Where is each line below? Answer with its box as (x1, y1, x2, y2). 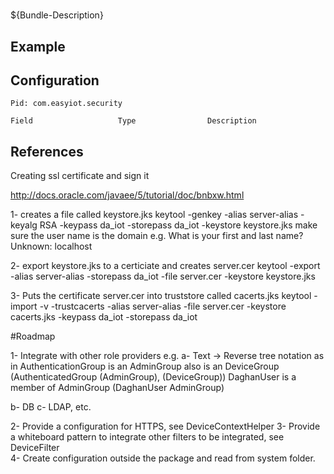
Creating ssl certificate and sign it (10, 170, 150, 182)
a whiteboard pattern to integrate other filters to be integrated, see (10, 431, 285, 443)
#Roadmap (10, 330, 56, 343)
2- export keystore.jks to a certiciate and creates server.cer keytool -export (10, 260, 321, 272)
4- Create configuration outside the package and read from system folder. (10, 452, 316, 464)
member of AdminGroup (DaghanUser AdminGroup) (10, 382, 225, 394)
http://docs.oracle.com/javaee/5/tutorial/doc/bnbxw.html (10, 189, 245, 201)
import (10, 300, 38, 313)
